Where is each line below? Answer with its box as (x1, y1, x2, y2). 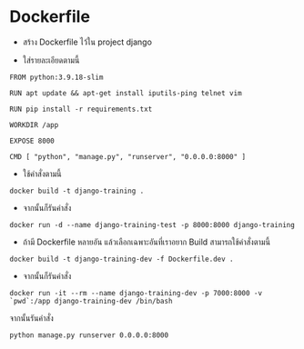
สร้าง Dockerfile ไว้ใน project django (22, 36, 153, 47)
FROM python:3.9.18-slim (9, 73, 104, 82)
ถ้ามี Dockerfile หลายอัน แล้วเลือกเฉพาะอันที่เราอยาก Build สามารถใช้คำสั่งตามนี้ (22, 236, 271, 247)
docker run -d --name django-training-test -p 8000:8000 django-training (9, 220, 296, 229)
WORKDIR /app (9, 120, 59, 129)
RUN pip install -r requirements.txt (9, 105, 153, 114)
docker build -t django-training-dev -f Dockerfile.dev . (9, 254, 234, 264)
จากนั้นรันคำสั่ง (9, 312, 55, 324)
